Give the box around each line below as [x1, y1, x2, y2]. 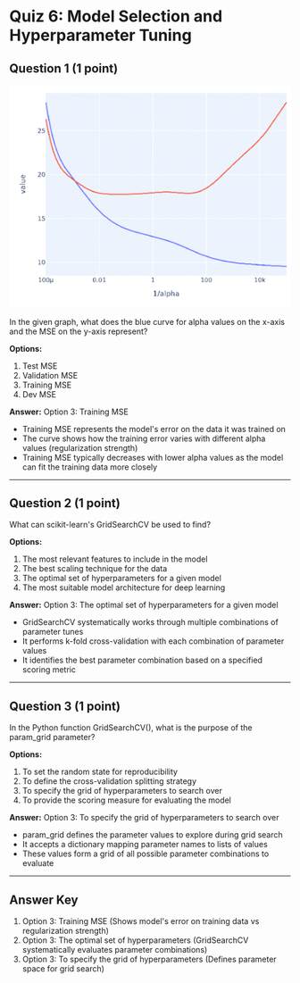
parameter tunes [21, 627, 84, 637]
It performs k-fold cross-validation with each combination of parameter [21, 636, 285, 646]
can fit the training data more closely [21, 462, 158, 472]
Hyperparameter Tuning [9, 25, 192, 46]
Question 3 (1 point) [9, 698, 121, 713]
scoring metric [21, 664, 76, 675]
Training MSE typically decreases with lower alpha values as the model [21, 452, 284, 462]
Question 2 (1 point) [9, 496, 121, 511]
